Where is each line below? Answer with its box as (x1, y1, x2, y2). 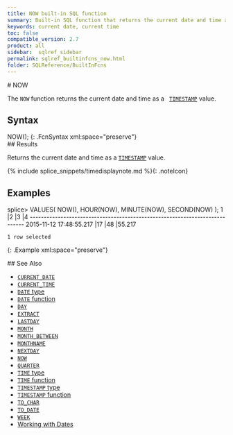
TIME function (17, 376, 55, 384)
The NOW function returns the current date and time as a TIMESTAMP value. (7, 94, 216, 103)
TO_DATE (17, 407, 40, 413)
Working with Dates (17, 420, 74, 429)
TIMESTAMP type (17, 383, 60, 392)
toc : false (7, 29, 39, 37)
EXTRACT (17, 311, 40, 318)
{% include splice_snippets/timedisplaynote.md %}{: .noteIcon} (7, 167, 189, 176)
